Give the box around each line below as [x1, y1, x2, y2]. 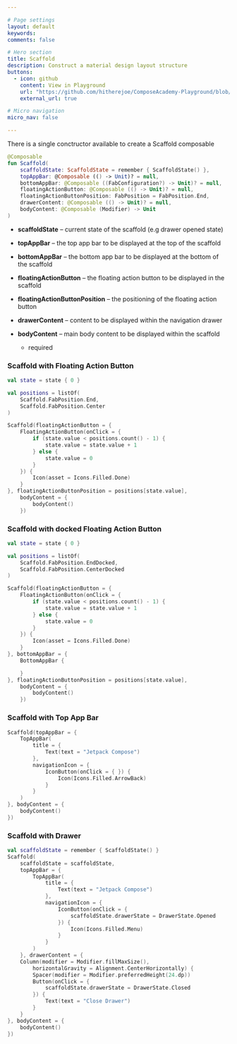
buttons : [7, 68, 33, 75]
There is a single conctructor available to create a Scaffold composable [7, 140, 215, 148]
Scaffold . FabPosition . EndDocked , [20, 559, 119, 566]
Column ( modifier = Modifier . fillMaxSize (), [20, 958, 150, 965]
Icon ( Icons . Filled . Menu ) [70, 925, 143, 933]
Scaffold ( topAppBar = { [7, 729, 78, 736]
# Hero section [7, 49, 52, 56]
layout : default [7, 23, 55, 30]
